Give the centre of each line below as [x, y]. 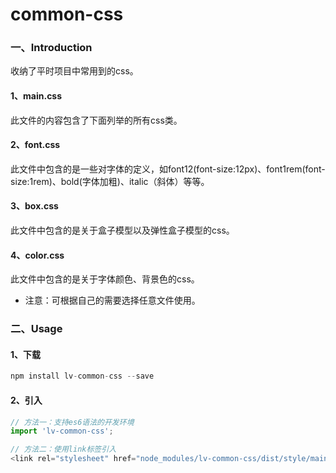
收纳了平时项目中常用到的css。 [74, 71]
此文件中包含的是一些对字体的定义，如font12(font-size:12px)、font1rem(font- [168, 169]
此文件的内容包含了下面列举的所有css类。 [96, 120]
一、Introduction [51, 48]
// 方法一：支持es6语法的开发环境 [72, 422]
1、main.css [36, 96]
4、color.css [37, 255]
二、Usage [36, 329]
